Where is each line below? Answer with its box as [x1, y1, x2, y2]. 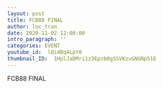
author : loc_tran [7, 23, 58, 30]
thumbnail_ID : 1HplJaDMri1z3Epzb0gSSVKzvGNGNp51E [7, 55, 157, 62]
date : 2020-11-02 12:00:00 [7, 29, 85, 37]
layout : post [7, 10, 45, 17]
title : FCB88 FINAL [7, 17, 64, 24]
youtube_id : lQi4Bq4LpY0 [7, 49, 82, 56]
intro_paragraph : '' [7, 36, 67, 43]
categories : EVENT [7, 42, 60, 49]
